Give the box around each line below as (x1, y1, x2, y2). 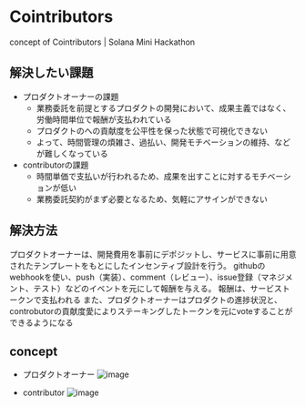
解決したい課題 (9, 66, 94, 81)
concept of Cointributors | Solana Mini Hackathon (9, 36, 196, 47)
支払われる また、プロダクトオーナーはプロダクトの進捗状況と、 (40, 294, 282, 305)
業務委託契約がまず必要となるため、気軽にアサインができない (36, 193, 269, 204)
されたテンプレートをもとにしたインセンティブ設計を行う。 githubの (9, 259, 266, 270)
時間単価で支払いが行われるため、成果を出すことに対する (36, 170, 252, 181)
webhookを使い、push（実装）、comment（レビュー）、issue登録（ (9, 271, 261, 282)
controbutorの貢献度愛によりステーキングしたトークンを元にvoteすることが (9, 305, 293, 316)
